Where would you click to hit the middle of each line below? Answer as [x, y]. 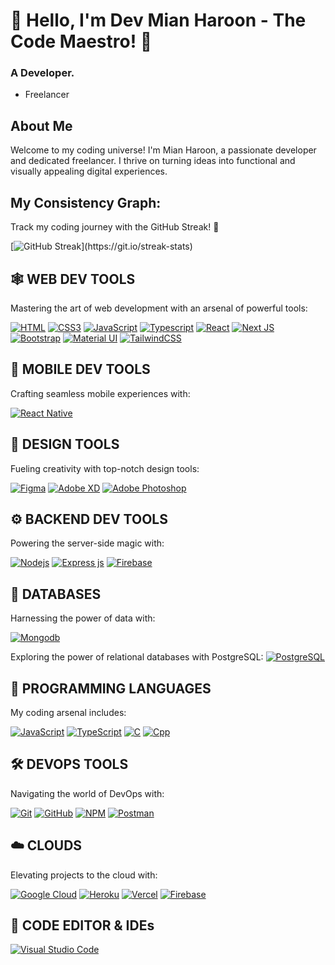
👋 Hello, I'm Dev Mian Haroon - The [158, 20]
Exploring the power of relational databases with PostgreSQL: [137, 657]
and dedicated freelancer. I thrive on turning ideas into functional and [153, 161]
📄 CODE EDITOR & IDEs [82, 925]
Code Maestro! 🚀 [81, 41]
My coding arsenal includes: [68, 712]
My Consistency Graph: [86, 202]
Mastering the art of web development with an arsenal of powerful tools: [159, 308]
